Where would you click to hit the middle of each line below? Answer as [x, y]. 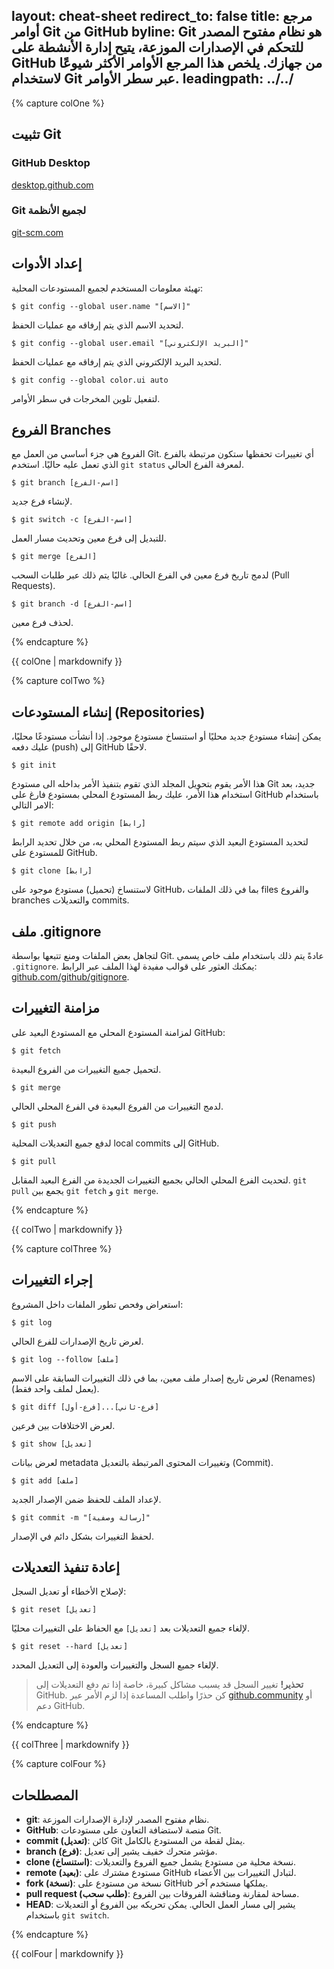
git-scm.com [37, 232]
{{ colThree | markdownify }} [70, 1745]
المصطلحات [45, 1795]
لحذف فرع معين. [42, 623]
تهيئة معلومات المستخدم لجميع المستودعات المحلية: [107, 288]
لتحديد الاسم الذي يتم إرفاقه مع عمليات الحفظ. [97, 325]
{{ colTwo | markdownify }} [67, 1229]
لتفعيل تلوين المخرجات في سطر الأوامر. [86, 398]
